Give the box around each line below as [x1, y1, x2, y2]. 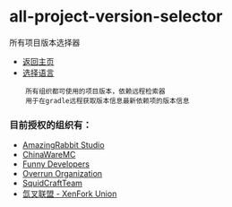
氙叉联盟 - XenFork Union [21, 188, 117, 199]
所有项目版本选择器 [9, 37, 81, 47]
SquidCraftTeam [21, 177, 83, 189]
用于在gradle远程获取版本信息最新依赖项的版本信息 [25, 96, 190, 105]
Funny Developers [21, 159, 90, 169]
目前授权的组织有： [9, 118, 92, 131]
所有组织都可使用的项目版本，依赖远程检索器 [25, 87, 166, 96]
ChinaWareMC [21, 150, 76, 160]
